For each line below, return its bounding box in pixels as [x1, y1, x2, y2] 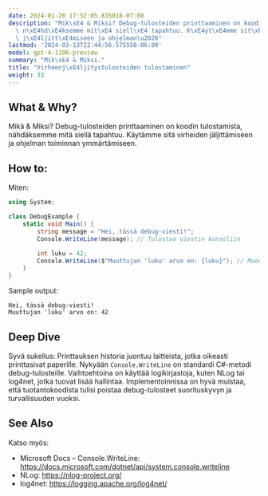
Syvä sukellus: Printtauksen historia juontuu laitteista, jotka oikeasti [8, 351, 229, 360]
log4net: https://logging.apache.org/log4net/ [19, 478, 167, 488]
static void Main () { [22, 220, 94, 228]
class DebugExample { [8, 213, 81, 221]
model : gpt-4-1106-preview [8, 49, 98, 57]
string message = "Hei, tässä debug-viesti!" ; [37, 227, 195, 235]
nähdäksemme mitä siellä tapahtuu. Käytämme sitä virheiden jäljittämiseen [8, 130, 253, 140]
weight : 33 [8, 71, 45, 79]
